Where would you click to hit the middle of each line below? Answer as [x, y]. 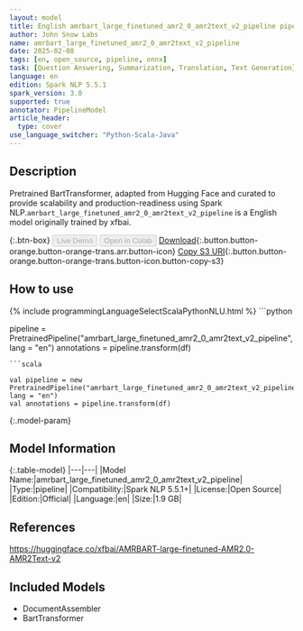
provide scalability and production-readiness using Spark [116, 203]
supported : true [40, 101]
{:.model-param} [41, 420]
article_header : [40, 118]
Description [43, 172]
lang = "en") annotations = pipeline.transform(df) [101, 347]
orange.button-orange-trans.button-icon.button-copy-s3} [117, 261]
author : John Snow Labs [54, 34]
